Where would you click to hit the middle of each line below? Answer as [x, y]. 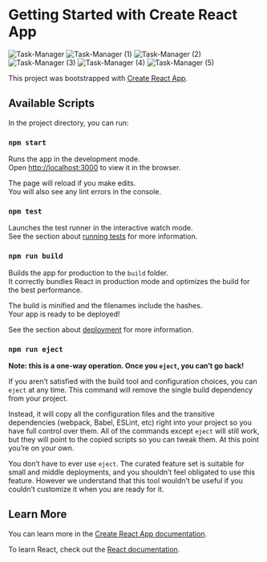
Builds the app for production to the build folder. [89, 273]
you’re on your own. [41, 448]
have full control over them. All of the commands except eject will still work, [134, 430]
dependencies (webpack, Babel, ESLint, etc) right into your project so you [130, 422]
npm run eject [36, 349]
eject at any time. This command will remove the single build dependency [131, 389]
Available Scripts [51, 103]
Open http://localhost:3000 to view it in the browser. [95, 168]
